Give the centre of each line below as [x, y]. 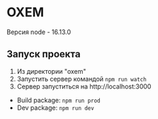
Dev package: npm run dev [56, 108]
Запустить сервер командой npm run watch [81, 79]
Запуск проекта [44, 54]
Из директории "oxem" [51, 71]
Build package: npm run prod [58, 100]
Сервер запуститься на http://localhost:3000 [84, 86]
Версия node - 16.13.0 [39, 32]
